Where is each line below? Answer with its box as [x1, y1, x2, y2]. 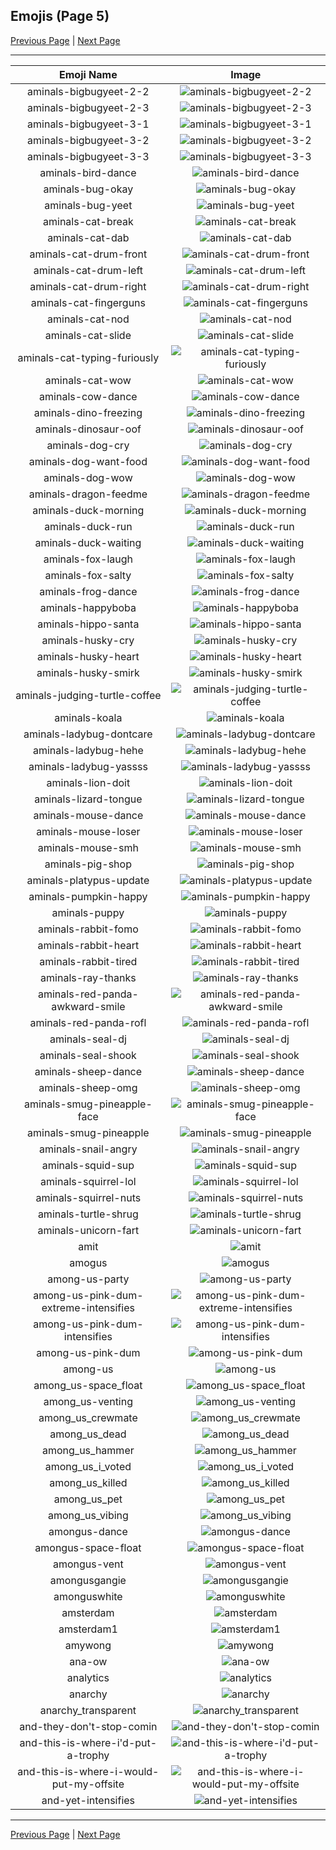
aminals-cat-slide [44, 328, 132, 342]
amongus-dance [48, 1524, 128, 1538]
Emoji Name [59, 67, 118, 81]
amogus [69, 1255, 108, 1269]
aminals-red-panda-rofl [29, 1015, 147, 1029]
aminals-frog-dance [39, 584, 138, 598]
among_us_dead [49, 1427, 127, 1441]
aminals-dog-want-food [28, 454, 148, 468]
